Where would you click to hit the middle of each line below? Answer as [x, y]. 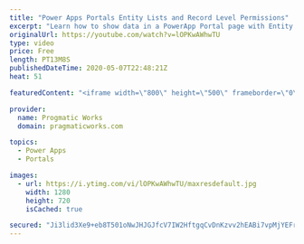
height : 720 [48, 201]
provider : [28, 109]
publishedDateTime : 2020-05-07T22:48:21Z [89, 69]
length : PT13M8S [40, 60]
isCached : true [54, 209]
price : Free [32, 52]
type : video [32, 43]
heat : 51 [26, 77]
